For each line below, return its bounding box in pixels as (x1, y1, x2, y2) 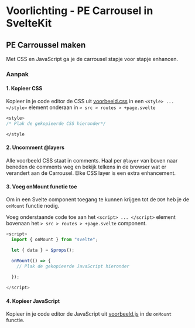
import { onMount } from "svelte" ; (11, 236, 98, 243)
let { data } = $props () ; (11, 247, 75, 253)
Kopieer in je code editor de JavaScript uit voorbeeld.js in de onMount (6, 310, 172, 317)
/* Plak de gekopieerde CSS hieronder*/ (6, 121, 107, 127)
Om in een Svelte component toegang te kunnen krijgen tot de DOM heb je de (6, 196, 189, 203)
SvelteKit (6, 16, 52, 30)
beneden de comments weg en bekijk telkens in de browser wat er (6, 163, 167, 170)
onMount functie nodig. (6, 202, 60, 209)
